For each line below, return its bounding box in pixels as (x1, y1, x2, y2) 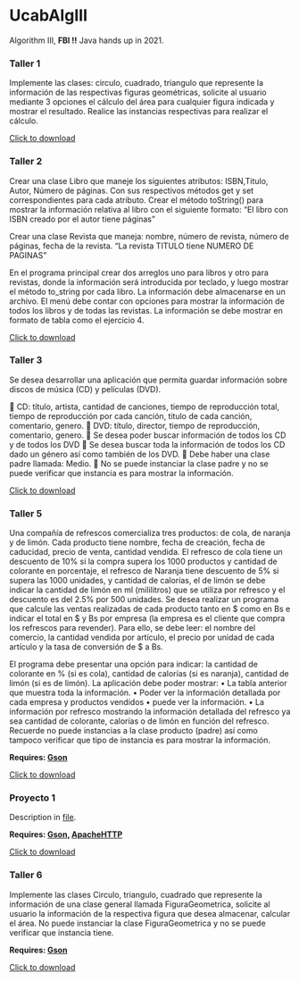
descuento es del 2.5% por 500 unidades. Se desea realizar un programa (9, 594, 279, 605)
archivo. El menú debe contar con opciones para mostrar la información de (9, 296, 286, 306)
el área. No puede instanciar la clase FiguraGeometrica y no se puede (9, 918, 266, 928)
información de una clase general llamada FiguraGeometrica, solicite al (9, 899, 270, 910)
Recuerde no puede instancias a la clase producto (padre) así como (9, 725, 259, 736)
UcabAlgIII (9, 5, 87, 26)
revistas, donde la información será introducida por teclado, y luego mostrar (9, 276, 289, 287)
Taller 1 (9, 57, 41, 70)
